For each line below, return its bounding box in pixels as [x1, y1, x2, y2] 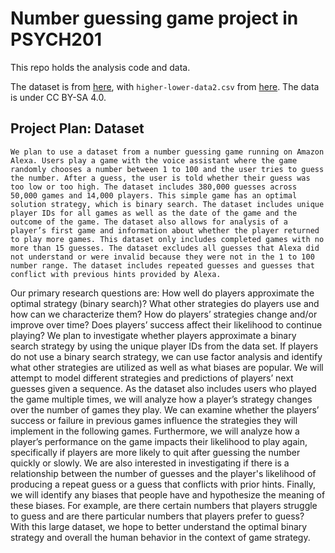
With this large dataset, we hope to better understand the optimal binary [10, 520, 308, 532]
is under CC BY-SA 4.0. [10, 91, 107, 103]
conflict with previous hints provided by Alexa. [10, 269, 222, 279]
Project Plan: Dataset [10, 120, 145, 137]
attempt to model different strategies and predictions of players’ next [10, 372, 294, 384]
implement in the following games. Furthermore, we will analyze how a [10, 425, 300, 437]
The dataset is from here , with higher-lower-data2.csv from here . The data [10, 80, 320, 92]
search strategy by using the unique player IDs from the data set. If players [10, 340, 319, 352]
